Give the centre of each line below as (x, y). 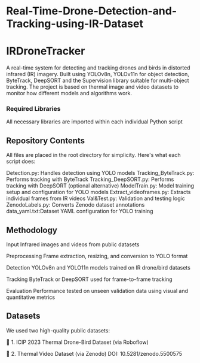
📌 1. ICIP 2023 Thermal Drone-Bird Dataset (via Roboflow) (77, 342)
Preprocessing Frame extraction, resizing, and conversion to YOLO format (97, 256)
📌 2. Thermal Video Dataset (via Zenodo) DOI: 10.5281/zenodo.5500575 (94, 353)
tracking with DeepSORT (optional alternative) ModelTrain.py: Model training (100, 186)
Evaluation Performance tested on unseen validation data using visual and (97, 291)
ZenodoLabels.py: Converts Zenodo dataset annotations (76, 205)
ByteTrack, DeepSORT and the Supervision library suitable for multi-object (98, 81)
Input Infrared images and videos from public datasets (73, 244)
